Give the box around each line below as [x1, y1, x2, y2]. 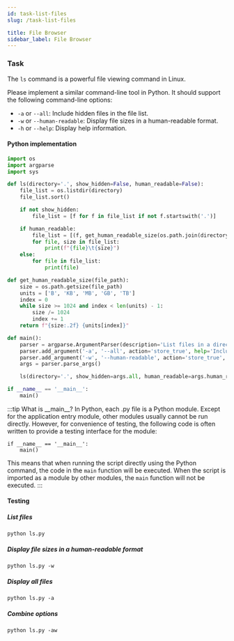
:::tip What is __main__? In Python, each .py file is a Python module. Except [7, 405, 221, 413]
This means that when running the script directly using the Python [7, 458, 197, 467]
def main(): [7, 334, 42, 341]
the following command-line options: [7, 95, 113, 104]
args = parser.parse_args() [19, 360, 101, 368]
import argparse [7, 162, 54, 169]
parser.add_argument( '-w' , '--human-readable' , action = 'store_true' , [19, 354, 226, 361]
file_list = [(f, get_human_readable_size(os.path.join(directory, [32, 231, 232, 239]
